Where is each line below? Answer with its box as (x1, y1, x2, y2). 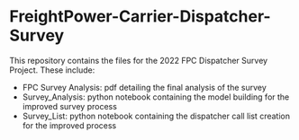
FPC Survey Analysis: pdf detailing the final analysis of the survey (22, 82, 267, 92)
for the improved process (22, 119, 117, 131)
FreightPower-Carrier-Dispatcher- (9, 6, 272, 27)
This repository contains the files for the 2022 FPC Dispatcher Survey (9, 55, 268, 66)
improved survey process (22, 101, 117, 111)
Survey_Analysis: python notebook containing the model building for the (22, 92, 290, 102)
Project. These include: (9, 65, 95, 75)
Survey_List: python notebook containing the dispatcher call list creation (22, 110, 291, 121)
